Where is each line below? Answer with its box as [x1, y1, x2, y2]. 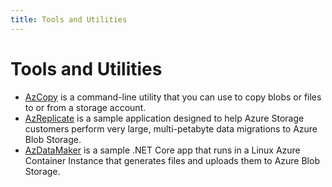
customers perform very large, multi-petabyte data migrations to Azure [24, 122, 318, 135]
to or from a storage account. [24, 101, 147, 113]
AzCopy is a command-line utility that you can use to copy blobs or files [24, 91, 322, 103]
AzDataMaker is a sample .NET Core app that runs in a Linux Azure [24, 144, 301, 156]
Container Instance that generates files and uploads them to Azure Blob [24, 154, 320, 166]
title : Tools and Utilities [10, 14, 128, 25]
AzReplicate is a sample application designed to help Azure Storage [24, 112, 305, 124]
